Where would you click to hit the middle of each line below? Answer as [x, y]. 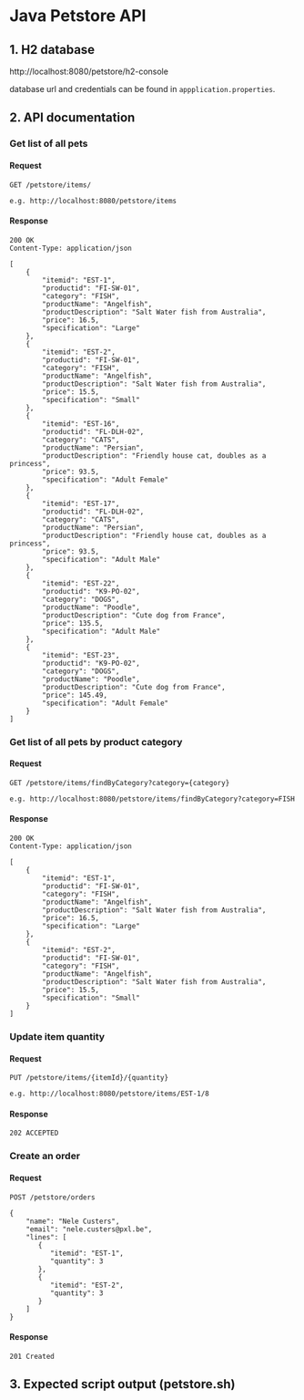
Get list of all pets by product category [96, 741]
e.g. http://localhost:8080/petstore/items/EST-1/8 [109, 1094]
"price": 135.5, [73, 623]
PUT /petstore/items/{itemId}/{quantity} [89, 1078]
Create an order [45, 1156]
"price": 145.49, [75, 695]
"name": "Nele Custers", [73, 1221]
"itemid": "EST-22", [81, 583]
